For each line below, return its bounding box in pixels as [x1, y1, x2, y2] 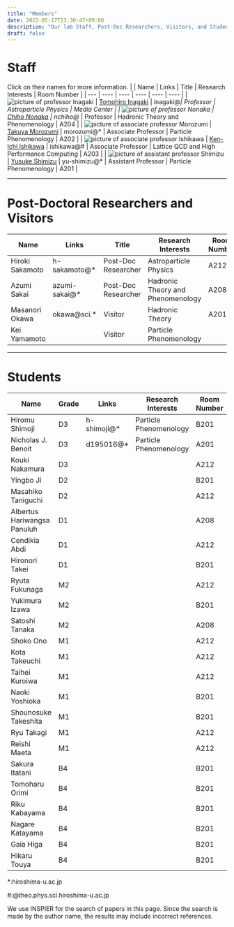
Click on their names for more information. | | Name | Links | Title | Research [7, 83, 226, 92]
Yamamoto [10, 334, 46, 344]
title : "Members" [7, 10, 58, 17]
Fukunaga [10, 585, 43, 594]
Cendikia [10, 536, 40, 546]
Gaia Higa [10, 840, 43, 849]
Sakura [10, 759, 34, 769]
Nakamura [10, 464, 45, 474]
